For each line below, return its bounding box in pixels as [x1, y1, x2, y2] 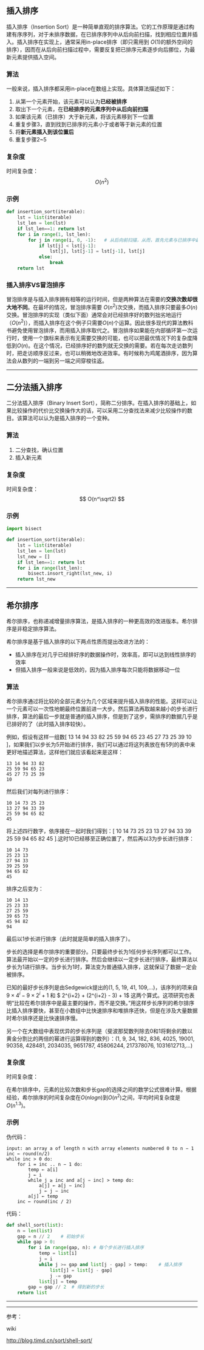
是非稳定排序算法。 [11, 625, 59, 632]
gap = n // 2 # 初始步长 [17, 1233, 85, 1239]
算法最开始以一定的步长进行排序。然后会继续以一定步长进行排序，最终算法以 [6, 956, 198, 963]
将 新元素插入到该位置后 [15, 128, 74, 135]
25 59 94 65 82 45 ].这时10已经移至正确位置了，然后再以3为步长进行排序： [6, 835, 195, 842]
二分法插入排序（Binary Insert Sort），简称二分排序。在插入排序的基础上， [6, 400, 191, 407]
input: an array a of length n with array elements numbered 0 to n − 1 [6, 1145, 194, 1151]
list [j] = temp [38, 1278, 78, 1284]
